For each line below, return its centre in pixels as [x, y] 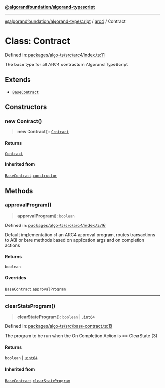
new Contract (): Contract [43, 132]
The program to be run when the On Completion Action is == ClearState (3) [81, 336]
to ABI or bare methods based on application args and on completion [75, 240]
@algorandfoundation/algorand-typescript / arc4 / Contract [65, 21]
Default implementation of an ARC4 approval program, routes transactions [80, 235]
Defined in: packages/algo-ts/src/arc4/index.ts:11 [55, 55]
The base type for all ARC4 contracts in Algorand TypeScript [67, 64]
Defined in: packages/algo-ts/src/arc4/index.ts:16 [55, 225]
